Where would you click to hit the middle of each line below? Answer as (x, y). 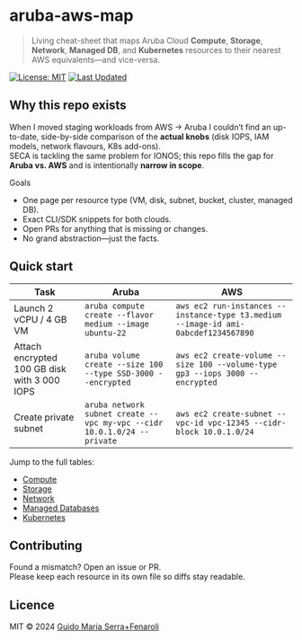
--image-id (199, 324)
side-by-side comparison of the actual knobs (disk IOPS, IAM (155, 137)
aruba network (115, 404)
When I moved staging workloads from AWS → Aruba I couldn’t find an (140, 127)
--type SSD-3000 (119, 373)
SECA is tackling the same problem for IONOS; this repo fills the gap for (142, 156)
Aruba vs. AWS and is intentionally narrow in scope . (107, 165)
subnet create (115, 413)
